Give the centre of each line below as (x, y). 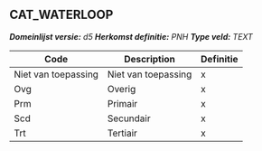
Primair (122, 103)
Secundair (129, 118)
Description (150, 59)
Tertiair (122, 133)
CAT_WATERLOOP (61, 15)
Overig (122, 89)
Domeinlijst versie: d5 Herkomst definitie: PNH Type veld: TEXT (131, 36)
